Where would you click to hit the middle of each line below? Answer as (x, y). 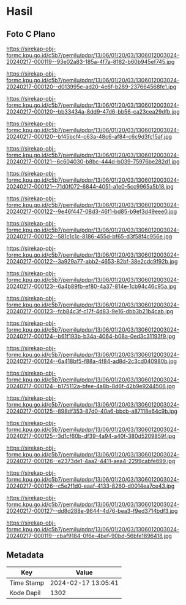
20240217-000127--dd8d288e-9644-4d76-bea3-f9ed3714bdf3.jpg (92, 511)
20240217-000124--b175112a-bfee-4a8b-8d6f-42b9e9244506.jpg (91, 386)
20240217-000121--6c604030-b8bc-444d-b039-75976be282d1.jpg (93, 162)
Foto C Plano (31, 34)
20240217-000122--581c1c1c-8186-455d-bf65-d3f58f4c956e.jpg (89, 236)
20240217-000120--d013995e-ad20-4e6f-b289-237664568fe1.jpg (91, 87)
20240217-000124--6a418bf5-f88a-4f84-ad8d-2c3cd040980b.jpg (92, 361)
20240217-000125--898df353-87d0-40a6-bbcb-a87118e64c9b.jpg (92, 411)
